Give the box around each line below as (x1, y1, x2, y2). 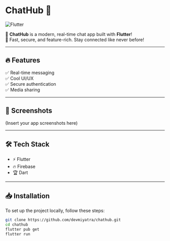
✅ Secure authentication (5, 81, 57, 87)
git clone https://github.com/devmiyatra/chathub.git (5, 218, 121, 223)
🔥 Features (5, 56, 40, 65)
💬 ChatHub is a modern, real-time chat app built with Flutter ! (5, 31, 133, 37)
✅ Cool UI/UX (5, 75, 34, 81)
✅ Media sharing (5, 86, 40, 93)
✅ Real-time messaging (5, 70, 55, 76)
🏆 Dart (12, 169, 28, 176)
